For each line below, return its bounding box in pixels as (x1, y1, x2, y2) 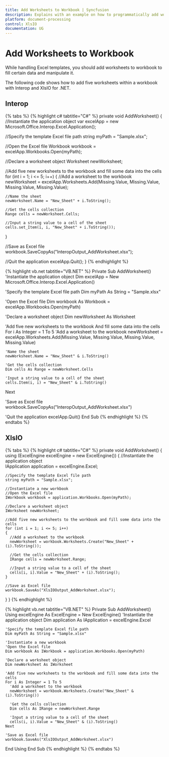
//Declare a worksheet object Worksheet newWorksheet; (5, 158, 123, 164)
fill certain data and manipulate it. (5, 70, 74, 76)
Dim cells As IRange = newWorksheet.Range (10, 706, 100, 711)
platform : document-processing (5, 17, 71, 22)
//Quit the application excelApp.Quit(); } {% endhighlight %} (5, 258, 129, 265)
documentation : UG (5, 26, 44, 31)
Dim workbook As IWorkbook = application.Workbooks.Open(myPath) (5, 649, 145, 654)
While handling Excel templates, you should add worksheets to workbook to (5, 65, 162, 71)
